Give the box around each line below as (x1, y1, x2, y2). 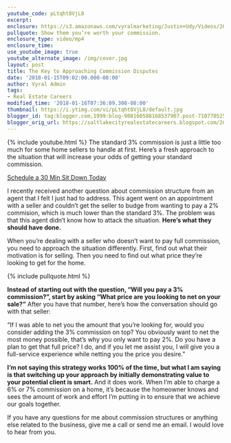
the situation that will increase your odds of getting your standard (7, 152, 192, 161)
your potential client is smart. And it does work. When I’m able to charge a (7, 378, 220, 386)
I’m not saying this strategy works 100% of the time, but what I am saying (7, 363, 221, 371)
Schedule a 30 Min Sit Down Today (7, 173, 107, 181)
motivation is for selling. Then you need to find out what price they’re (7, 251, 203, 259)
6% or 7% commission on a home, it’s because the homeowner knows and (7, 385, 219, 393)
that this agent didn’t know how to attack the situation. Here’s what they (7, 216, 212, 224)
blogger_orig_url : (7, 119, 60, 126)
